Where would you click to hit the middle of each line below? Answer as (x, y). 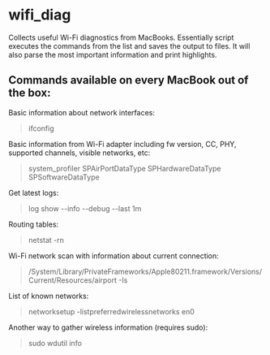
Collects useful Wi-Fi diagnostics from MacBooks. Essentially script (121, 37)
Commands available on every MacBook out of (129, 80)
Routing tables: (34, 224)
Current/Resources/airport (73, 280)
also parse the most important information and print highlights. (113, 54)
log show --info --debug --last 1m (85, 208)
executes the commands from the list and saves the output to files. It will (129, 45)
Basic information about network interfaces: (82, 112)
